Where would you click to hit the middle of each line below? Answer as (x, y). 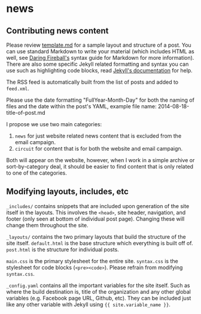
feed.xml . (18, 88)
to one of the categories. (36, 173)
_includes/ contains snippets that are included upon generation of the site (98, 206)
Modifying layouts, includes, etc (67, 192)
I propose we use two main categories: (54, 124)
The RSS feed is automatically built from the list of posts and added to (92, 82)
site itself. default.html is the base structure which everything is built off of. (100, 243)
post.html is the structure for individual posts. (63, 249)
